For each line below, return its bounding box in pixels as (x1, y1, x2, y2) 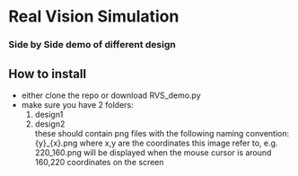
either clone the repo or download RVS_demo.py (21, 90, 201, 101)
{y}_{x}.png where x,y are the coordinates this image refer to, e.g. (34, 137, 278, 148)
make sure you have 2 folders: (21, 99, 134, 110)
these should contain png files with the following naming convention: (34, 128, 290, 138)
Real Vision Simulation (8, 6, 180, 27)
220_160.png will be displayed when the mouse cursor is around (34, 146, 272, 158)
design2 (34, 119, 66, 129)
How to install (8, 66, 87, 82)
